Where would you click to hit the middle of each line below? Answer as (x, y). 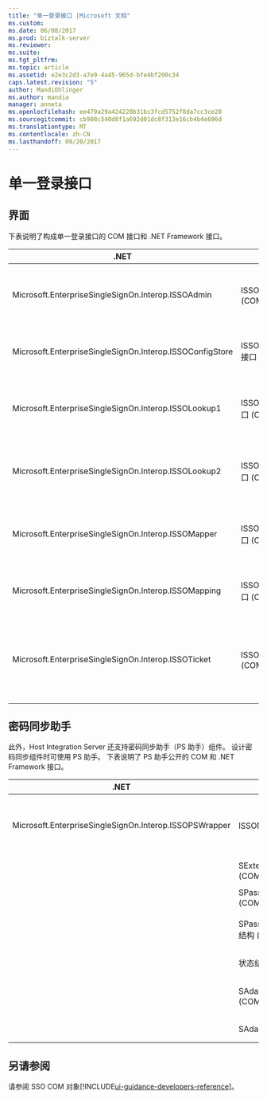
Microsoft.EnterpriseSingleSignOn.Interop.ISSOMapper (115, 533)
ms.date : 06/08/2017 (43, 30)
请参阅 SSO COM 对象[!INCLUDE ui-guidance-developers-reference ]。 (123, 1087)
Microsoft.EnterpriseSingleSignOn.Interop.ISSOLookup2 (117, 471)
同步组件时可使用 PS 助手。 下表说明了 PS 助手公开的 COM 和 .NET (124, 757)
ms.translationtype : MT (48, 127)
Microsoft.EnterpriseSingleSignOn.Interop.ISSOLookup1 (117, 408)
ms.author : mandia (39, 97)
